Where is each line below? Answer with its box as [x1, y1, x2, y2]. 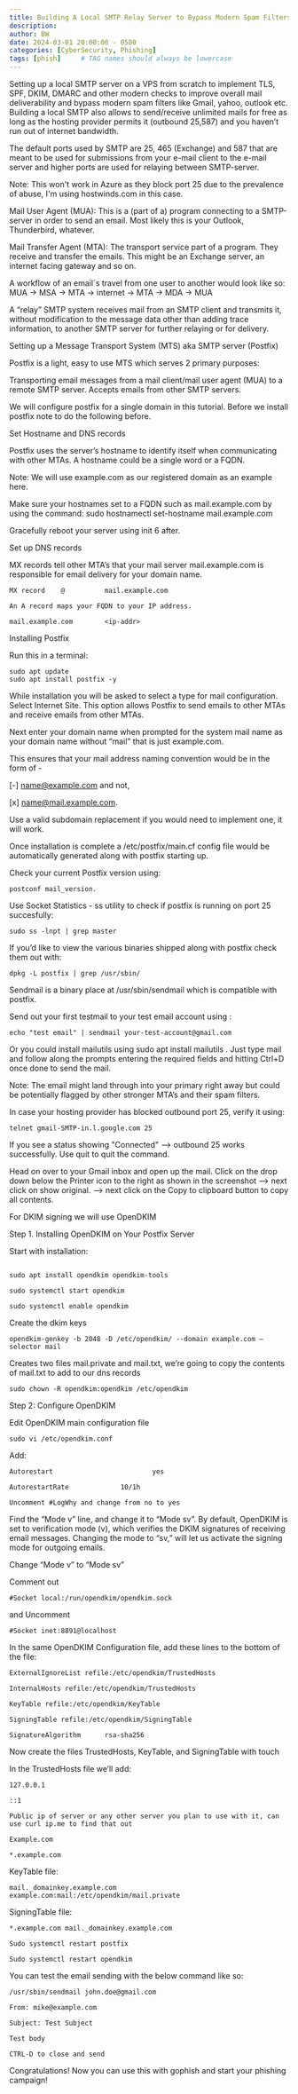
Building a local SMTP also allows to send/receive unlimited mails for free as [9, 107, 288, 117]
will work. [9, 824, 44, 834]
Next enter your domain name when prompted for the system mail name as [9, 727, 284, 737]
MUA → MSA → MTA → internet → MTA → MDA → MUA [9, 288, 213, 297]
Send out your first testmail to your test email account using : [9, 1011, 232, 1022]
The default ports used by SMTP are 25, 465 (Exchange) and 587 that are [9, 143, 278, 154]
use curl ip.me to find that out [9, 1820, 133, 1829]
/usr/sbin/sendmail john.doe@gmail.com [9, 1987, 157, 1996]
